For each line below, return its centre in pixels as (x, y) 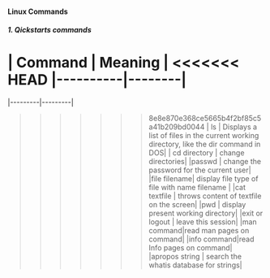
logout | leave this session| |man (203, 222)
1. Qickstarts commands (49, 30)
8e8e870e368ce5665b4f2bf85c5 (205, 119)
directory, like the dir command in (205, 144)
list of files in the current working (204, 136)
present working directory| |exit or (206, 213)
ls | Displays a (234, 127)
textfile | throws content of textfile (205, 196)
